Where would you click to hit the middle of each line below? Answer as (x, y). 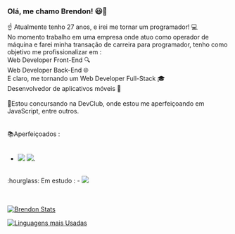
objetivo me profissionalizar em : (55, 52)
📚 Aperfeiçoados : (34, 134)
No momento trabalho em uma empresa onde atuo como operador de (108, 37)
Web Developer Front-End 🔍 (49, 60)
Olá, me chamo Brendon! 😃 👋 (57, 11)
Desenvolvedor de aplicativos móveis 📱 (64, 89)
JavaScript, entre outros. (43, 111)
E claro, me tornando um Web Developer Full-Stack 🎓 (86, 79)
